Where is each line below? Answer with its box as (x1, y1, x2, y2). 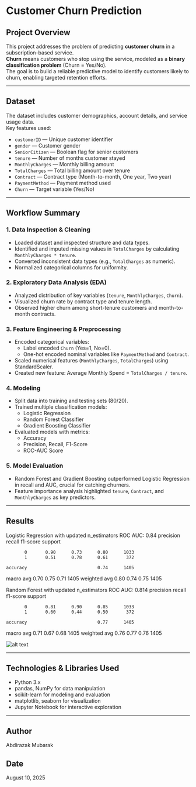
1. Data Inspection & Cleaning (6, 225, 90, 234)
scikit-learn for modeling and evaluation (14, 691, 111, 698)
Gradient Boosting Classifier (23, 422, 91, 429)
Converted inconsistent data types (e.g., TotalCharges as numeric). (14, 258, 176, 265)
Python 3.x (14, 679, 41, 686)
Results (6, 516, 34, 526)
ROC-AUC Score (23, 447, 64, 454)
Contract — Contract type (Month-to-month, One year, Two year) (14, 173, 172, 180)
